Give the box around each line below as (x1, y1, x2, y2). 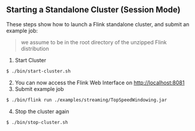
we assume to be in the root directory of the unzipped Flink (20, 38, 167, 45)
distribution (20, 45, 50, 52)
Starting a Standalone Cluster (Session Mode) (6, 5, 181, 15)
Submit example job (14, 85, 64, 92)
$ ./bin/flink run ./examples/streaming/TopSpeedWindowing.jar (6, 97, 167, 103)
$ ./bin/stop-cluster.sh (6, 119, 68, 125)
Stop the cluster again (14, 108, 69, 115)
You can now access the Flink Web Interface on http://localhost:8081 (14, 79, 185, 86)
